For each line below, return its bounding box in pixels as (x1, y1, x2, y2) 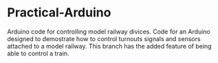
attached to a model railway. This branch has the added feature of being (7, 42, 212, 50)
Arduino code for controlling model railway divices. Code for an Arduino (7, 27, 211, 36)
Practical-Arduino (7, 5, 111, 21)
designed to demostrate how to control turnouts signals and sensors (7, 34, 201, 42)
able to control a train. (7, 49, 69, 58)
